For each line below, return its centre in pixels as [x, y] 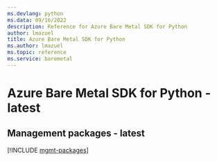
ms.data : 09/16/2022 [37, 20]
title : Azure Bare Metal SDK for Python [67, 40]
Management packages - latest [76, 134]
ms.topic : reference [37, 53]
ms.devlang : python [35, 14]
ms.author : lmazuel [35, 46]
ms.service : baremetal [40, 59]
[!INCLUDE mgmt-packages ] [48, 150]
